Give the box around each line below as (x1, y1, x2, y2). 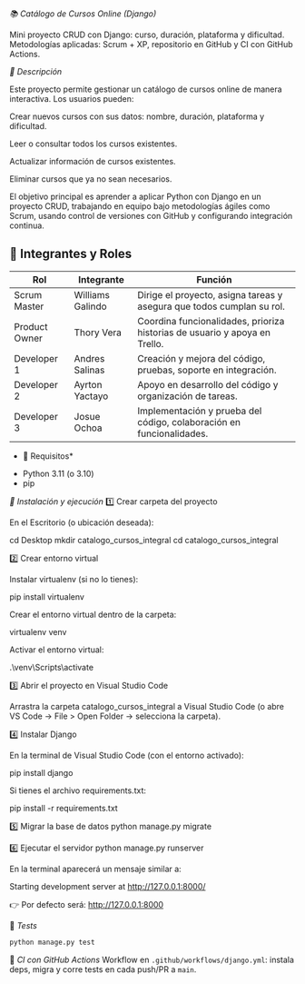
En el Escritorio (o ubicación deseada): (9, 517, 154, 528)
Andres (74, 352, 105, 364)
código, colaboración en (137, 415, 241, 428)
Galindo (74, 300, 107, 313)
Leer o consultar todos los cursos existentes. (9, 138, 178, 149)
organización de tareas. (137, 390, 238, 403)
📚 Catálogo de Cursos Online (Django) (9, 8, 157, 19)
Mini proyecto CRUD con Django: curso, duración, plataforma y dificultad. (9, 29, 285, 40)
